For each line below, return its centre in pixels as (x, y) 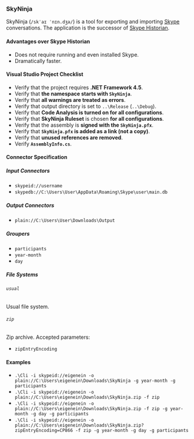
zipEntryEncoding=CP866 (44, 431)
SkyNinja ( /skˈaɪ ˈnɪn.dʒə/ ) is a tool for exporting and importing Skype (93, 22)
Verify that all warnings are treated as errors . (70, 100)
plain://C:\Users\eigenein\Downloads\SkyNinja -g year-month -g (95, 381)
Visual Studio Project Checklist (45, 74)
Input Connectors (28, 170)
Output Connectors (30, 205)
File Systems (22, 274)
